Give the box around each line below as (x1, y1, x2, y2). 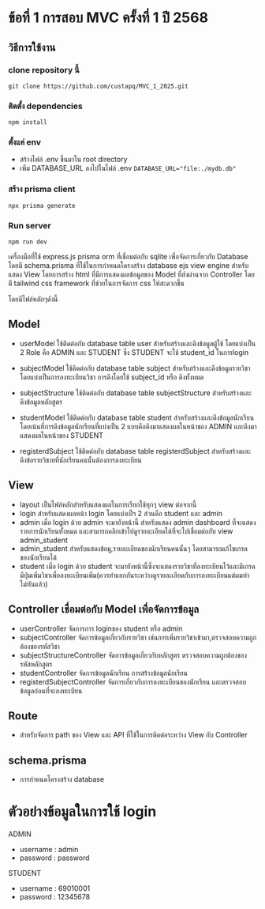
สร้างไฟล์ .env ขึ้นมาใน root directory (19, 155, 128, 164)
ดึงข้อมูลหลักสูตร (19, 397, 63, 406)
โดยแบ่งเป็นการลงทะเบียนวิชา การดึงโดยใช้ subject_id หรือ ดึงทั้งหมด (19, 372, 204, 382)
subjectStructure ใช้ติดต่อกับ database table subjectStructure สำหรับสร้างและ (19, 388, 252, 398)
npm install (8, 119, 47, 126)
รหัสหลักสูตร (19, 659, 53, 669)
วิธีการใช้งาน (8, 40, 56, 54)
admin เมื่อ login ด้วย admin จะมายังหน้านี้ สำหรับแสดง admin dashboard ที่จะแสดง (19, 517, 256, 526)
